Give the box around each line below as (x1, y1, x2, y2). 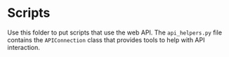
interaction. (7, 43, 41, 51)
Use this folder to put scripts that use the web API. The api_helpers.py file (7, 28, 223, 37)
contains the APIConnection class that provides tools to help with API (7, 35, 205, 44)
